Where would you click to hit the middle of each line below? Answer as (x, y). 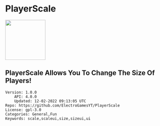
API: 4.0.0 (26, 96)
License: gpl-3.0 (23, 110)
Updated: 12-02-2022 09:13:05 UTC (50, 101)
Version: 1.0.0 (21, 92)
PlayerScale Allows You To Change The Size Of (80, 73)
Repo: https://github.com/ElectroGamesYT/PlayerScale (63, 105)
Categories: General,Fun (31, 114)
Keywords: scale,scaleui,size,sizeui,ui (48, 118)
